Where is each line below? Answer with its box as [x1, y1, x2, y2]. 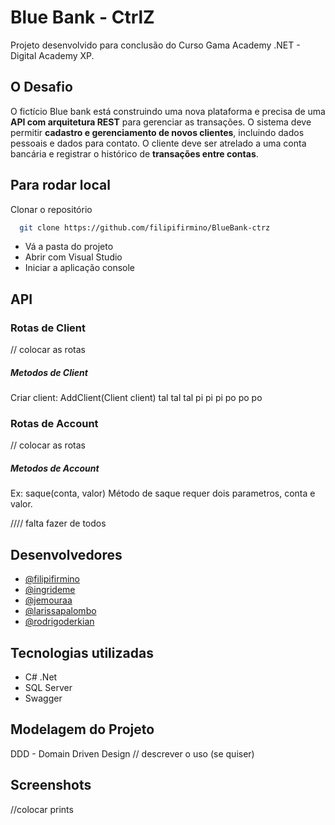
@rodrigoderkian [24, 616, 95, 628]
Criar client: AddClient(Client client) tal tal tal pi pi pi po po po [10, 392, 263, 404]
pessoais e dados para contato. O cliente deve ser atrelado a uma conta [10, 137, 307, 149]
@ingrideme [24, 584, 76, 596]
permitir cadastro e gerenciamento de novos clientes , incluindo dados [10, 126, 305, 138]
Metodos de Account [10, 462, 100, 474]
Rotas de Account [10, 417, 99, 431]
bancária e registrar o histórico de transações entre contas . [10, 147, 259, 160]
